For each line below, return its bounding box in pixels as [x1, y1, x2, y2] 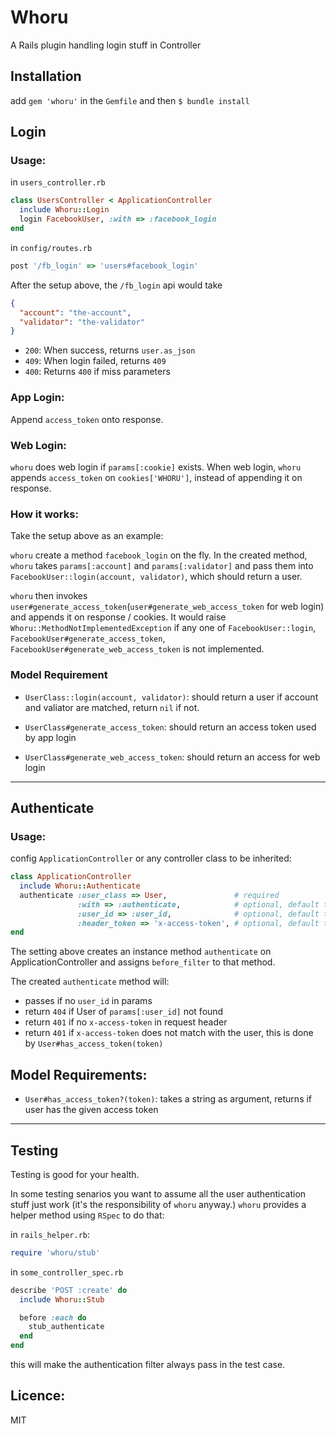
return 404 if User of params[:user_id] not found [24, 1006, 224, 1018]
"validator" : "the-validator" [19, 317, 145, 327]
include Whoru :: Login [19, 205, 110, 215]
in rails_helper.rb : [10, 1228, 91, 1240]
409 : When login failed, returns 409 [24, 355, 167, 367]
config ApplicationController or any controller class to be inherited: [10, 852, 292, 865]
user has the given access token [24, 1104, 159, 1116]
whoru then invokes [10, 590, 88, 602]
